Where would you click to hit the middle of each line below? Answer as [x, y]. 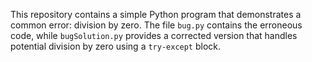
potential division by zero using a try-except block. [116, 46]
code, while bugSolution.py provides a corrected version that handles [154, 35]
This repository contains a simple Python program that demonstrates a [156, 14]
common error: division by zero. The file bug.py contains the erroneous [156, 25]
